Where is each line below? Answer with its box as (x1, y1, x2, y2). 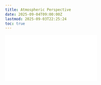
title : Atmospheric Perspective (5, 7, 71, 12)
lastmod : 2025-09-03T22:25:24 (5, 16, 67, 21)
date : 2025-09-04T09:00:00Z (5, 12, 63, 17)
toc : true (5, 21, 25, 26)
